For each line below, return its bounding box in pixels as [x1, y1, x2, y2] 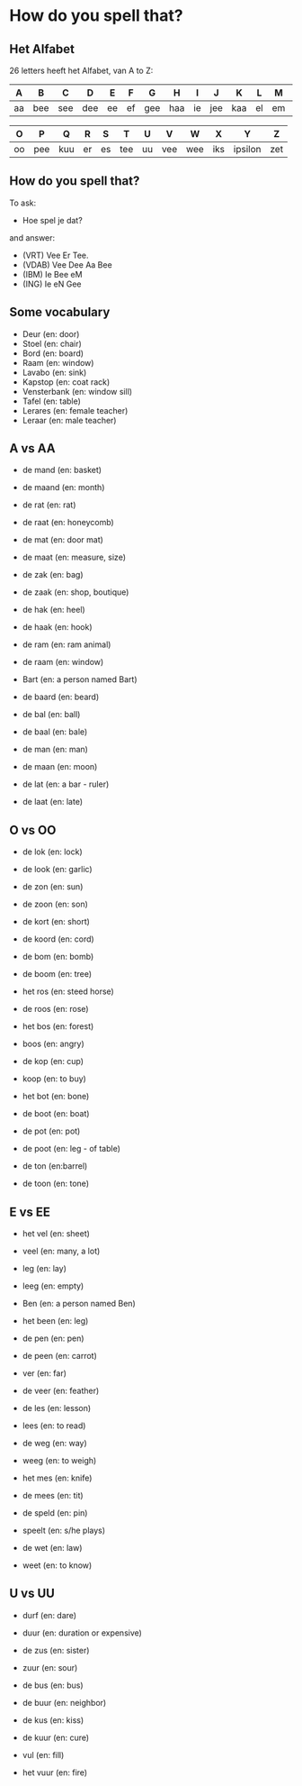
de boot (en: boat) [22, 1108, 90, 1119]
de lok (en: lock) [22, 846, 83, 857]
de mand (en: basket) [22, 465, 102, 476]
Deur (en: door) [22, 328, 80, 339]
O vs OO [9, 822, 57, 838]
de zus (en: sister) [22, 1645, 90, 1655]
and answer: [9, 232, 56, 243]
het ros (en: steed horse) [22, 986, 114, 997]
